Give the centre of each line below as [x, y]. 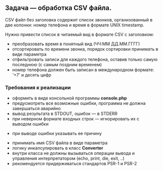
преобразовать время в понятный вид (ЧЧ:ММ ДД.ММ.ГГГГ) [76, 44]
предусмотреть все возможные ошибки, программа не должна [79, 103]
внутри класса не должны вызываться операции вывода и [73, 153]
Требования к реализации [38, 87]
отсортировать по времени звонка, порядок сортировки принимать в [85, 49]
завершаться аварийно [36, 109]
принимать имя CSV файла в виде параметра [60, 143]
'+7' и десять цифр [31, 75]
